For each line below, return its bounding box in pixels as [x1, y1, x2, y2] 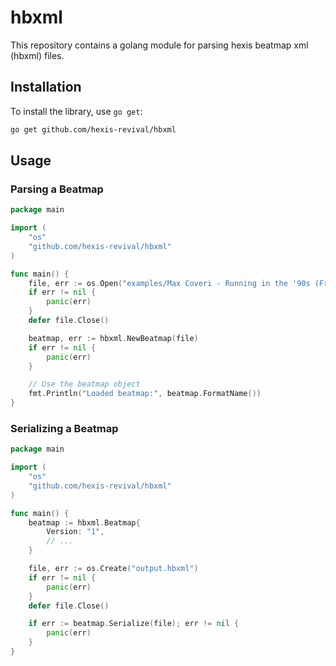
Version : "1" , [46, 527, 105, 537]
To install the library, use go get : [10, 105, 143, 117]
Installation [10, 79, 82, 96]
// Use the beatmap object [28, 379, 141, 390]
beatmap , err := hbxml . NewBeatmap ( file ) [28, 333, 199, 343]
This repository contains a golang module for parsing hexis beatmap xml [10, 39, 309, 51]
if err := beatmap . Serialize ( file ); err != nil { [28, 619, 240, 629]
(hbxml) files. [10, 49, 65, 61]
